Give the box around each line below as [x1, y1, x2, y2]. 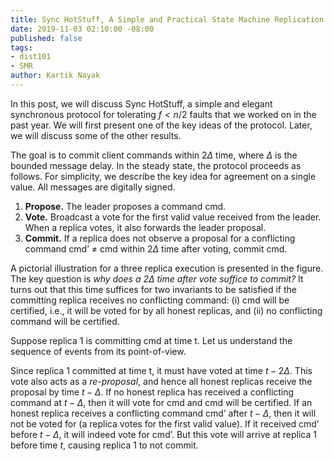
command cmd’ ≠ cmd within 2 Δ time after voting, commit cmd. [24, 242, 288, 255]
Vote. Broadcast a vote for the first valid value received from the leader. [24, 211, 322, 223]
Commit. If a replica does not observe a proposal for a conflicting [24, 232, 296, 244]
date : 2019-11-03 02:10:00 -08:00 [10, 24, 155, 34]
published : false [10, 33, 83, 43]
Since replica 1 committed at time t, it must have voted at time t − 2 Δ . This [10, 364, 313, 376]
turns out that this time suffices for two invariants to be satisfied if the [10, 283, 297, 295]
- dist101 [10, 52, 52, 62]
